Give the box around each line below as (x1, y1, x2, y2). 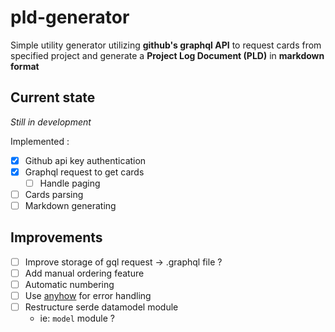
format (10, 60, 40, 72)
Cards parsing (24, 188, 84, 200)
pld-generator (10, 6, 130, 29)
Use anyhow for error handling (24, 290, 152, 302)
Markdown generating (24, 200, 117, 211)
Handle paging (39, 177, 101, 189)
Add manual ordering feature (24, 267, 145, 279)
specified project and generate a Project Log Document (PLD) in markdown (10, 49, 325, 61)
